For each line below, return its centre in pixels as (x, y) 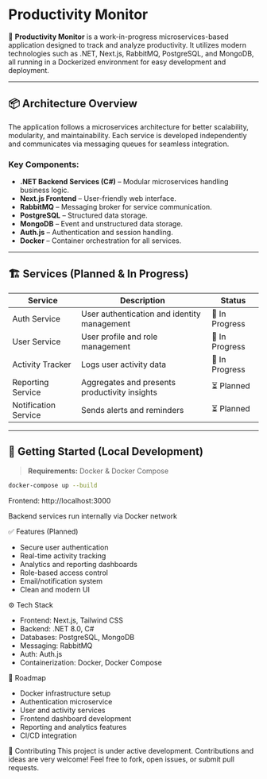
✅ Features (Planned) (43, 531)
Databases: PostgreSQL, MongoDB (77, 637)
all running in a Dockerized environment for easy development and (117, 62)
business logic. (44, 190)
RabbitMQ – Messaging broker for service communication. (116, 207)
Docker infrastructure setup (65, 693)
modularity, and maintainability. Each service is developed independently (128, 135)
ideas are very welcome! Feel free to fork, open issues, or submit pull (121, 759)
